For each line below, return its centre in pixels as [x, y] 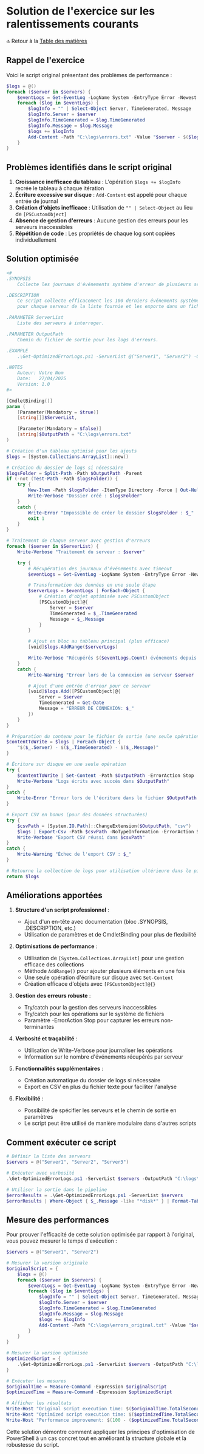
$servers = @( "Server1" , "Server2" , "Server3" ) [68, 1162]
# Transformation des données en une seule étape [92, 585]
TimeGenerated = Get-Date [71, 703]
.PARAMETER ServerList [35, 318]
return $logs [23, 876]
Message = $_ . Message [77, 619]
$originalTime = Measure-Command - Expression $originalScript [87, 1387]
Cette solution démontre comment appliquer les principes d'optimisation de [101, 1432]
